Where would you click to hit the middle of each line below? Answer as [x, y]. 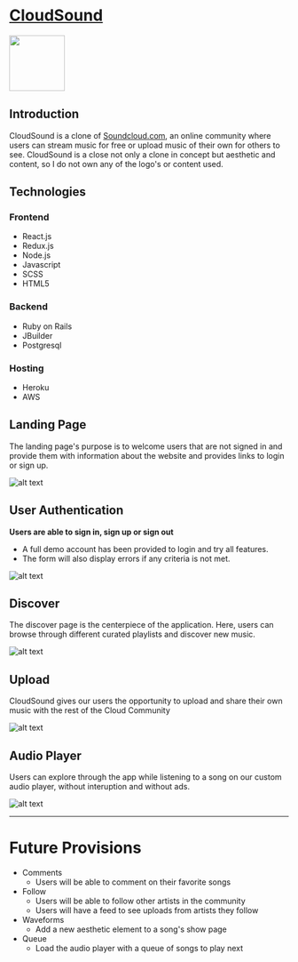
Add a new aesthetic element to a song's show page [131, 929]
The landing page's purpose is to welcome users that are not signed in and [146, 446]
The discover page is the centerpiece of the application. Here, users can [141, 625]
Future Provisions [75, 848]
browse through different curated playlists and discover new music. [132, 634]
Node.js [36, 255]
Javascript [41, 265]
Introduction [44, 114]
